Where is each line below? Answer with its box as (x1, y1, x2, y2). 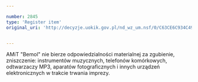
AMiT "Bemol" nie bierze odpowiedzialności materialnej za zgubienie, (6, 51, 175, 58)
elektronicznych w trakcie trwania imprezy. (6, 70, 110, 77)
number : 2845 (6, 13, 38, 19)
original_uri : (6, 25, 41, 30)
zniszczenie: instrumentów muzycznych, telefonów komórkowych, (6, 57, 167, 64)
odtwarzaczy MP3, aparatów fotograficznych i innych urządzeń (6, 63, 160, 70)
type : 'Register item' (6, 19, 62, 25)
